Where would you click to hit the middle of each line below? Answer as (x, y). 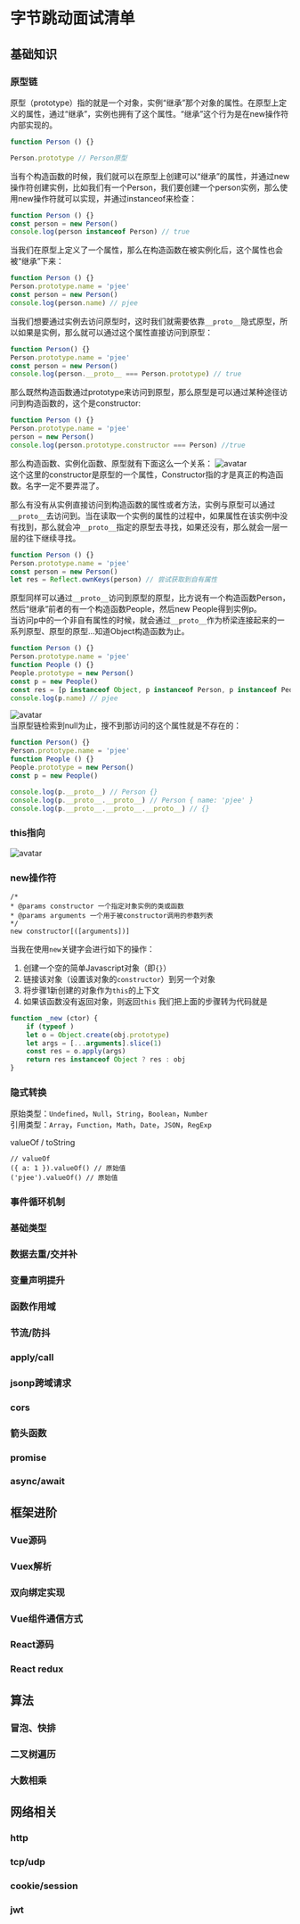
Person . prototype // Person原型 (69, 158)
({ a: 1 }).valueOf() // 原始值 (68, 1168)
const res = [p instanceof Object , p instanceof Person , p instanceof (144, 690)
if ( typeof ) (50, 1027)
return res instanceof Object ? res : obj (106, 1060)
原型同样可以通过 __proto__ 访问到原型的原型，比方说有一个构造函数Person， (150, 598)
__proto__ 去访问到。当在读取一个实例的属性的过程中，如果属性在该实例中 (145, 516)
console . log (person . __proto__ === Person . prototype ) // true (126, 374)
